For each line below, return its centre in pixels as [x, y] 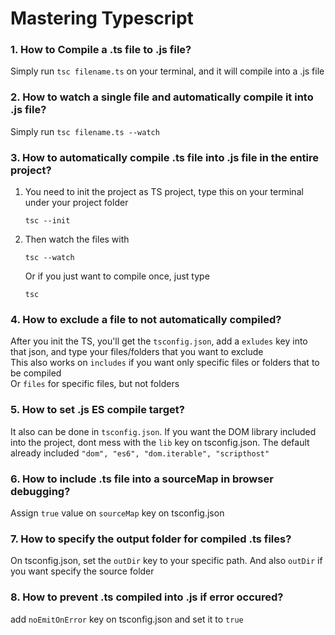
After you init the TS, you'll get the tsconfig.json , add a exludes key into [159, 341]
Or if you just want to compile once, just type [117, 276]
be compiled [36, 373]
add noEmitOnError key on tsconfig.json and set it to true [127, 619]
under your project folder [76, 203]
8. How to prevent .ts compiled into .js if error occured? [147, 597]
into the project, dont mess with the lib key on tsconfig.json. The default [160, 442]
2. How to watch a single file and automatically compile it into [162, 97]
